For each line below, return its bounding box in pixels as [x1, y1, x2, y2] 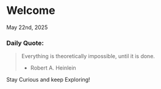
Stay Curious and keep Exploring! [6, 76, 90, 84]
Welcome [6, 4, 55, 18]
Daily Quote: [6, 39, 45, 47]
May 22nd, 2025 [6, 24, 48, 31]
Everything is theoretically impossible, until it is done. [21, 53, 156, 60]
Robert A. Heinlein [30, 64, 76, 71]
